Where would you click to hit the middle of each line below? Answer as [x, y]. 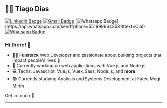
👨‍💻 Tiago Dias [27, 9]
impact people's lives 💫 [36, 60]
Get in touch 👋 [20, 96]
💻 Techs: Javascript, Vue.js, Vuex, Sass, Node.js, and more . [74, 71]
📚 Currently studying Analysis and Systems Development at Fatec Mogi [86, 79]
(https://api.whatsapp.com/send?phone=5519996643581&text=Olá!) [75, 26]
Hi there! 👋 [18, 44]
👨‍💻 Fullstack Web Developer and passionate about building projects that [87, 55]
